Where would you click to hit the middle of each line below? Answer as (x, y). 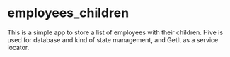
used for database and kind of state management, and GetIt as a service (113, 39)
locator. (18, 47)
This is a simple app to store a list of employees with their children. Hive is (115, 32)
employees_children (68, 13)
